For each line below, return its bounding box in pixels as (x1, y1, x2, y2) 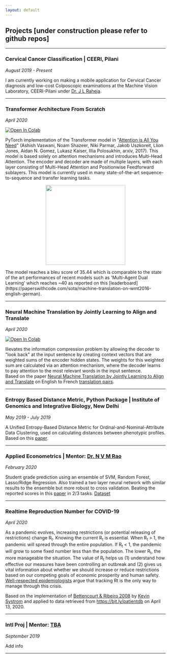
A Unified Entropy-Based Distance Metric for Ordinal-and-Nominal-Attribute (5, 424, 164, 430)
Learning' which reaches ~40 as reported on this (5, 280, 108, 286)
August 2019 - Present (5, 67, 52, 73)
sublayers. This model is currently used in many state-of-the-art (5, 170, 140, 176)
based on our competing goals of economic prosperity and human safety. (5, 572, 160, 578)
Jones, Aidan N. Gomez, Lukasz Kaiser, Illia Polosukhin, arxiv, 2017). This (5, 148, 159, 154)
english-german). (5, 291, 42, 297)
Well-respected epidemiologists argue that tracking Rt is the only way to (5, 578, 157, 584)
